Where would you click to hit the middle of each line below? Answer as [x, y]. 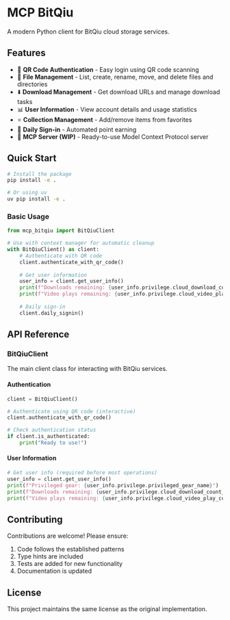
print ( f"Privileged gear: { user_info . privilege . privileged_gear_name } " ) [113, 485]
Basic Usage [28, 216]
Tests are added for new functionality [70, 564]
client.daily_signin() [52, 313]
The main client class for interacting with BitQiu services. [87, 369]
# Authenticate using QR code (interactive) [72, 411]
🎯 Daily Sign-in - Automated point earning [77, 129]
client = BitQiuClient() [42, 399]
